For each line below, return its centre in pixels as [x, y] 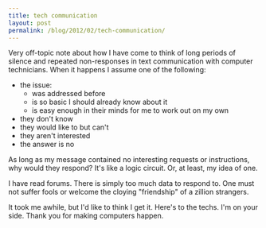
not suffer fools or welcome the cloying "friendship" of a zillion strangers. [129, 192]
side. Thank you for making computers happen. [86, 216]
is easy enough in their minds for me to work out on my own [130, 110]
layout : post [30, 23]
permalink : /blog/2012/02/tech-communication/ [87, 30]
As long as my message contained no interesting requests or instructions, [129, 160]
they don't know [46, 119]
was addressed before [68, 94]
